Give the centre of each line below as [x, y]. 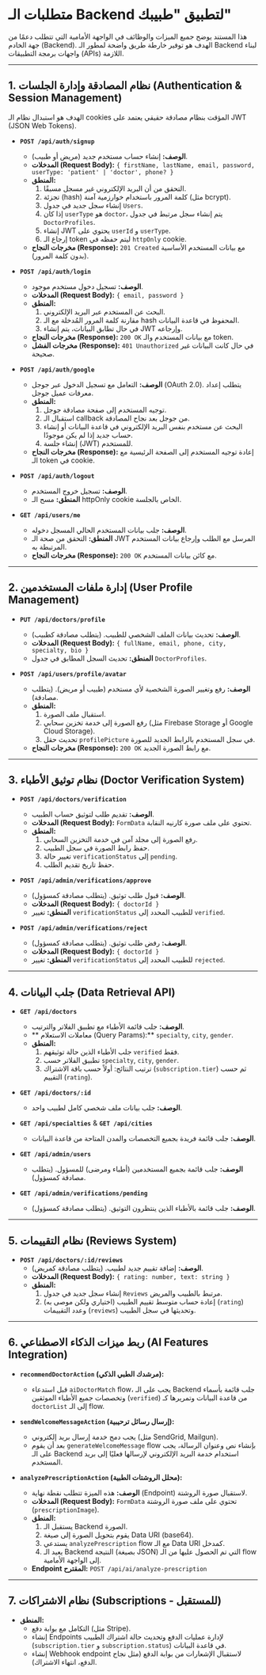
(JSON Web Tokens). [42, 125]
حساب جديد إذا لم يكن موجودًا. [88, 435]
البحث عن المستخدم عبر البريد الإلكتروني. [104, 311]
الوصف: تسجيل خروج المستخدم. [80, 491]
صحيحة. [43, 353]
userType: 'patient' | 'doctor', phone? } [103, 172]
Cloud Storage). [69, 731]
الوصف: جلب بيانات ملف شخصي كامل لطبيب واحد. [107, 1108]
